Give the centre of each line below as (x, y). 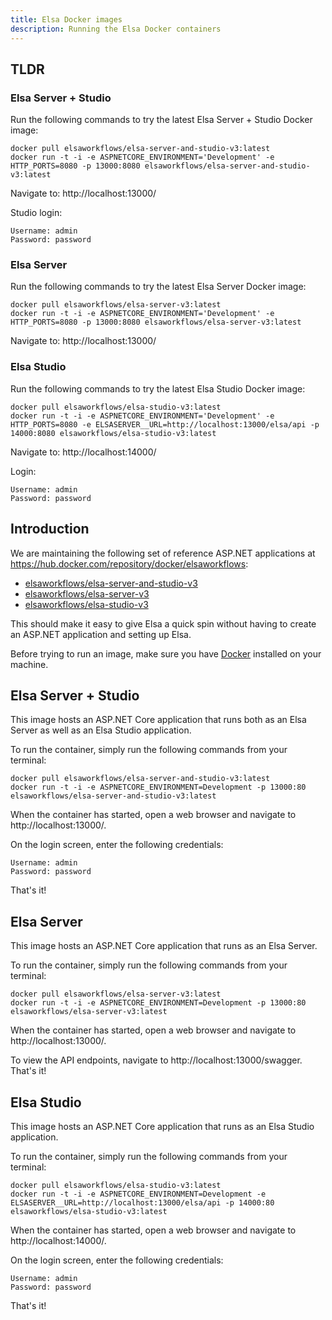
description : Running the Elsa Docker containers (116, 29)
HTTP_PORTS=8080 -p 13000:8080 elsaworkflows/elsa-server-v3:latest (156, 322)
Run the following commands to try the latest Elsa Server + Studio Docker (161, 120)
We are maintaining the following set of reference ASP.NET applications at (163, 553)
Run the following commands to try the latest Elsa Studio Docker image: (158, 388)
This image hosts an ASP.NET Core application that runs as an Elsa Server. (164, 946)
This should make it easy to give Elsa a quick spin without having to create (163, 623)
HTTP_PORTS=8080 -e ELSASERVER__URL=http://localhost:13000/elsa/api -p (165, 424)
